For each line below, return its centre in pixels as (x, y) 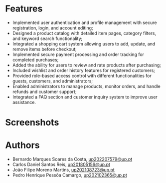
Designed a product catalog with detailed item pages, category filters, (84, 33)
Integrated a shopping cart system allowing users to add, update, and (84, 43)
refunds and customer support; (44, 91)
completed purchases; (35, 59)
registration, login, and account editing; (53, 27)
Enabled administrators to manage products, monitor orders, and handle (86, 86)
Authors (22, 145)
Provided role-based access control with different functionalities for (82, 75)
